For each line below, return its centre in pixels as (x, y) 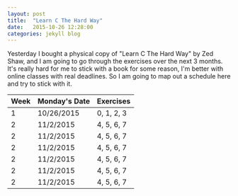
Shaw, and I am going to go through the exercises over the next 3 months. (115, 62)
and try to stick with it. (40, 84)
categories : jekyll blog (44, 34)
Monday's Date (64, 101)
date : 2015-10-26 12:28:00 (50, 27)
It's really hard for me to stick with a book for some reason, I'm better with (115, 69)
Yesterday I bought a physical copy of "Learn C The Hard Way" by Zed (110, 54)
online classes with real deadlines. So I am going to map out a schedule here (119, 76)
